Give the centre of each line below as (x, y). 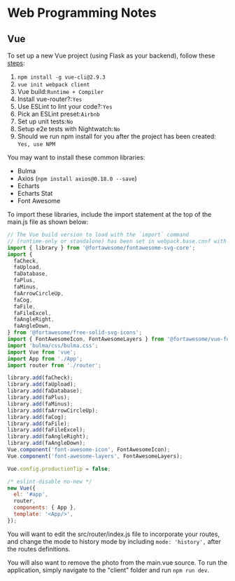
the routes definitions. (39, 549)
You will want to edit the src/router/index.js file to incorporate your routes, (114, 534)
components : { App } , (45, 508)
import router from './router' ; (54, 365)
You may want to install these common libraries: (76, 157)
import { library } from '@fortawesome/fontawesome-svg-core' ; (101, 248)
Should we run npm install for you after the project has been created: (116, 136)
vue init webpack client (54, 85)
